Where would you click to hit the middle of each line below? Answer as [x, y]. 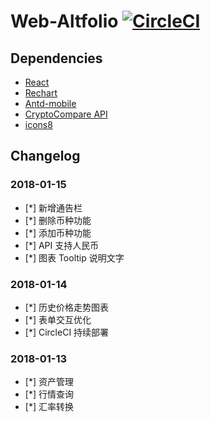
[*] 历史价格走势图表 [66, 307]
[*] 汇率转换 [49, 407]
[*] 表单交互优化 [58, 319]
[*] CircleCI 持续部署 [67, 332]
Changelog [45, 156]
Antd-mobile [50, 103]
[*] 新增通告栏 [53, 207]
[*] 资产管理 [49, 382]
